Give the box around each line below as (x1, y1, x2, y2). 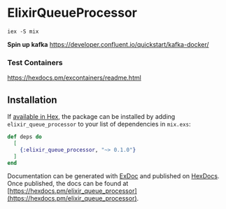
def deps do (7, 134, 42, 140)
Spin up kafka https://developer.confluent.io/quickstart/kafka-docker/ (7, 40, 209, 48)
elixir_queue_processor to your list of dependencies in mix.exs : (7, 120, 191, 129)
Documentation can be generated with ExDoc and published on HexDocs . (7, 172, 220, 180)
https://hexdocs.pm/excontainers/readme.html (7, 73, 141, 82)
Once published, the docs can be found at (7, 180, 129, 188)
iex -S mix (7, 28, 39, 35)
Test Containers (7, 57, 63, 67)
